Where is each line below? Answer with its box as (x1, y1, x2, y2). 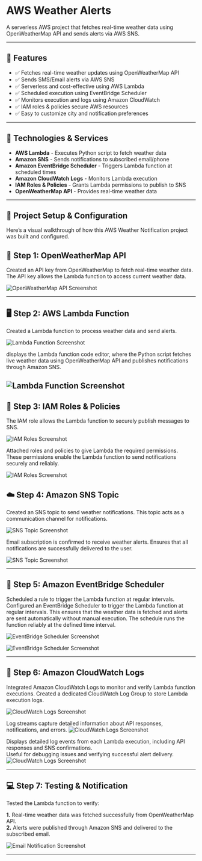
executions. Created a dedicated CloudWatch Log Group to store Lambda (6, 690, 188, 697)
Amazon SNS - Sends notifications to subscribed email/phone (14, 155, 170, 163)
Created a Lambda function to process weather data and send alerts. (6, 328, 177, 334)
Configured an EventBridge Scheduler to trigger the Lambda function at (6, 601, 183, 609)
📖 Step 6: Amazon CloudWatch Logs (6, 668, 144, 678)
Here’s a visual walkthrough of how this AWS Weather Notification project (6, 226, 188, 234)
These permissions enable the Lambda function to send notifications (6, 453, 176, 461)
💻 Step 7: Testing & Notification (6, 781, 128, 791)
